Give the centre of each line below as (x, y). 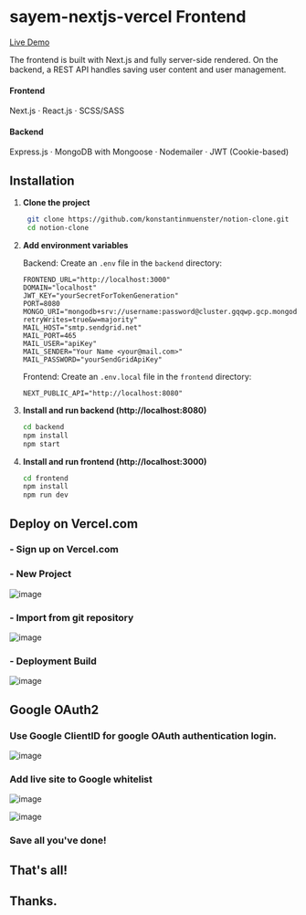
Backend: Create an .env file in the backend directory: (122, 263)
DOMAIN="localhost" (60, 288)
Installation (42, 180)
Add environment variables (75, 245)
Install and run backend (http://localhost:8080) (115, 410)
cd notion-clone (58, 228)
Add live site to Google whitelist (81, 779)
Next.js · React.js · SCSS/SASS (67, 110)
